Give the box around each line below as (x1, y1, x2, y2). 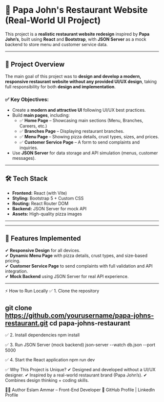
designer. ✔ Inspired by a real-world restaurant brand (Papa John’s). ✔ (5, 372, 147, 378)
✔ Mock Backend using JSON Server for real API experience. (5, 273, 129, 279)
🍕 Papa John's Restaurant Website (5, 4, 148, 16)
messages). (12, 155, 36, 161)
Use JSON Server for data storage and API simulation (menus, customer (12, 150, 158, 156)
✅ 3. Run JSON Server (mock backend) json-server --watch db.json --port (5, 342, 155, 348)
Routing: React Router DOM (12, 201, 69, 206)
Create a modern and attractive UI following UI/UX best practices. (12, 107, 146, 113)
